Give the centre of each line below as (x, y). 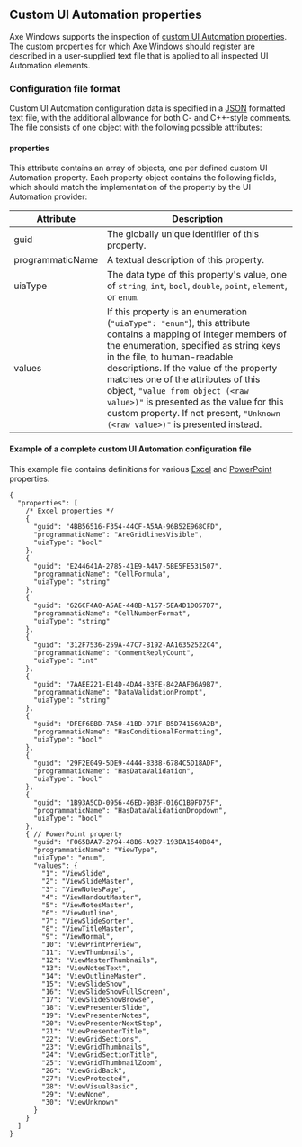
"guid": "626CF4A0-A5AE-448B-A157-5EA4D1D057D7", (128, 605)
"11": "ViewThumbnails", (88, 952)
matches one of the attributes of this (183, 379)
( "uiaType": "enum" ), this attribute (178, 323)
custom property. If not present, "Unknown (193, 414)
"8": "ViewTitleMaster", (88, 929)
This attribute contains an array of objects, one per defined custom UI (138, 168)
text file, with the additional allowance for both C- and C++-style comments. (151, 118)
